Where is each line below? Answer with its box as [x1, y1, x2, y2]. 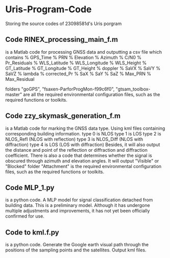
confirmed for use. [5, 213, 44, 219]
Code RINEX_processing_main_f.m [5, 35, 118, 44]
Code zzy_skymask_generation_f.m [5, 111, 121, 121]
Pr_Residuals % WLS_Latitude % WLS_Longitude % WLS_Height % [5, 60, 147, 66]
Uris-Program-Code [5, 4, 92, 15]
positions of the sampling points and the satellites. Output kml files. [5, 247, 147, 253]
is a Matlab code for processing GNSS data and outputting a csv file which [5, 49, 162, 55]
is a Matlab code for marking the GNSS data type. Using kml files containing [5, 125, 165, 131]
